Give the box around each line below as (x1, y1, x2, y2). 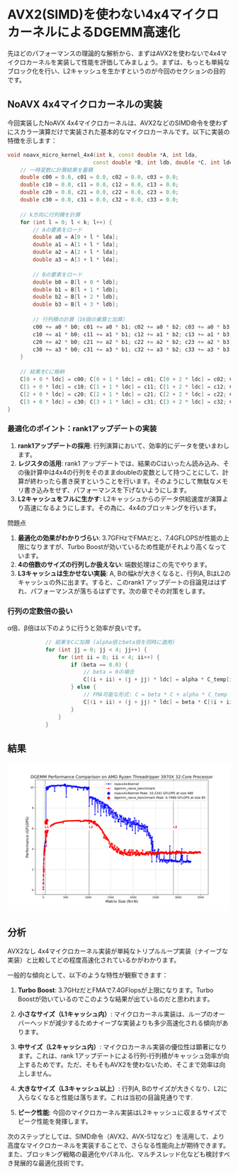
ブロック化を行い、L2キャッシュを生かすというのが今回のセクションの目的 (7, 67, 226, 75)
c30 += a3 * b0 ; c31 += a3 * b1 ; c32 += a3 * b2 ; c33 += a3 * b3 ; (33, 345, 233, 353)
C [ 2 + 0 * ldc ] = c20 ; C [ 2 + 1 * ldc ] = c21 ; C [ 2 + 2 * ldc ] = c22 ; (20, 391, 227, 398)
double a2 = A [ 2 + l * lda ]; (33, 249, 119, 256)
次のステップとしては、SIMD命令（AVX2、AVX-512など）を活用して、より (7, 1132, 225, 1141)
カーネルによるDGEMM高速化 (7, 24, 181, 40)
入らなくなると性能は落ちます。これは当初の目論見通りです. (17, 1093, 193, 1102)
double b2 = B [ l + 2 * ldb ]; (33, 294, 119, 301)
